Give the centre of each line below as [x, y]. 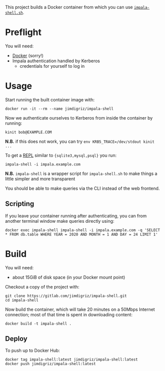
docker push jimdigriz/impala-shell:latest [51, 364]
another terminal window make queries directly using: [60, 221]
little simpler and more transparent [40, 179]
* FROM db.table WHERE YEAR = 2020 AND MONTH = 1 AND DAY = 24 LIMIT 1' [82, 234]
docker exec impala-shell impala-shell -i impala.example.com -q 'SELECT [83, 230]
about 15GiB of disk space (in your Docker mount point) [69, 277]
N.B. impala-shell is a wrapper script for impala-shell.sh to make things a [81, 173]
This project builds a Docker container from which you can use [69, 7]
